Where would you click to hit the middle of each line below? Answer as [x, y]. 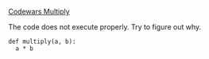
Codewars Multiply [39, 12]
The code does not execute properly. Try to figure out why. [105, 27]
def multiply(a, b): [43, 41]
